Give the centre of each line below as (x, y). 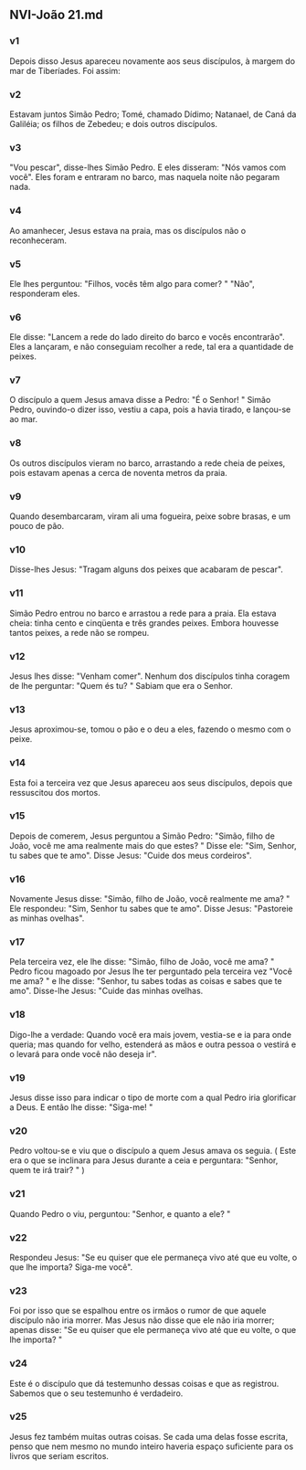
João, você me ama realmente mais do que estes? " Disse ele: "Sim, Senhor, (153, 845)
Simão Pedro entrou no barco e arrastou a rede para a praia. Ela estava (143, 613)
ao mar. (24, 419)
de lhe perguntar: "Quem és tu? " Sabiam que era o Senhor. (121, 685)
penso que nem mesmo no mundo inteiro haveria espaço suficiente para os (152, 1446)
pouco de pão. (37, 526)
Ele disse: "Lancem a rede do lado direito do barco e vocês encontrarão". (147, 337)
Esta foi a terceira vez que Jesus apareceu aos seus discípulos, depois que (151, 783)
